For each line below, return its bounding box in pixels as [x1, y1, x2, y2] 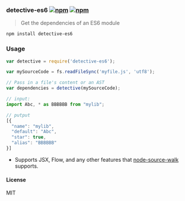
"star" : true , [11, 134, 46, 140]
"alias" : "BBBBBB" [11, 140, 58, 146]
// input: [6, 96, 31, 102]
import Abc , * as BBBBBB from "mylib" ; [6, 101, 105, 107]
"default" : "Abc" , [11, 128, 58, 135]
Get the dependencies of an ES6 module [20, 20, 120, 27]
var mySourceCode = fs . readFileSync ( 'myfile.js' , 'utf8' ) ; [6, 69, 155, 75]
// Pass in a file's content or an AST [6, 80, 105, 86]
